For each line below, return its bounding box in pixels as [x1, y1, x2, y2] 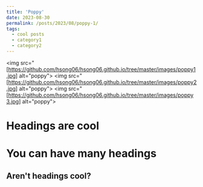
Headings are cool [6, 119, 100, 133]
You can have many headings [6, 146, 157, 160]
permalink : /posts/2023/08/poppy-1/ [6, 20, 98, 26]
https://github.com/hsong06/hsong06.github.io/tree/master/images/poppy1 [8, 65, 196, 73]
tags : [6, 25, 20, 32]
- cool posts [11, 31, 45, 38]
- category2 [11, 43, 42, 49]
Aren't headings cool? [6, 171, 92, 181]
